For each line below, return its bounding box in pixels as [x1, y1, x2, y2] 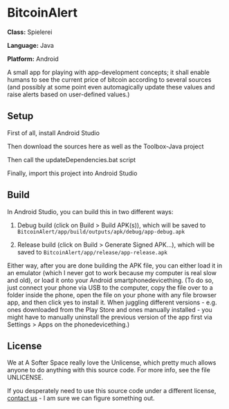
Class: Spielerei [7, 28, 53, 36]
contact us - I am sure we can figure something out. [7, 394, 155, 403]
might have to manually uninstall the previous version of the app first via [7, 313, 212, 321]
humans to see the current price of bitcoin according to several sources [7, 75, 212, 84]
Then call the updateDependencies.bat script [7, 155, 136, 164]
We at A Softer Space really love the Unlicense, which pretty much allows [7, 358, 217, 367]
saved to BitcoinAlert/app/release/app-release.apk [17, 247, 168, 256]
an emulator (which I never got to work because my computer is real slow [7, 268, 217, 277]
